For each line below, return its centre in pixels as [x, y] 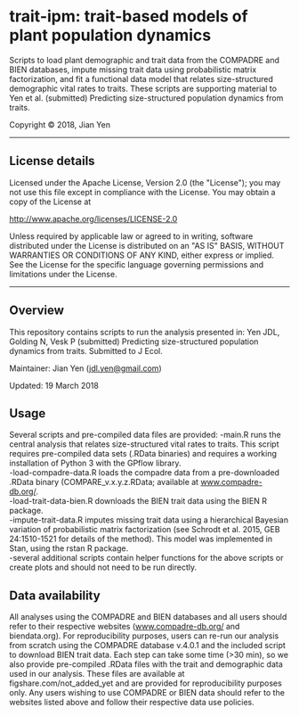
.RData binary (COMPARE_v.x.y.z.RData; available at [104, 482]
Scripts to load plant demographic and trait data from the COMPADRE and [145, 60]
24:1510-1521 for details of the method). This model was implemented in [141, 539]
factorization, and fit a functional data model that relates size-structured [141, 78]
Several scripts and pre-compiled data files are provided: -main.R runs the [145, 435]
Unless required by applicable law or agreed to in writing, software [131, 236]
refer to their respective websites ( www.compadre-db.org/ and [125, 627]
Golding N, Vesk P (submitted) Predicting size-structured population [134, 342]
